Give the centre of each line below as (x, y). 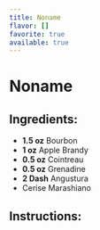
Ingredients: (43, 119)
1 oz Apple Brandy (55, 150)
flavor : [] (29, 26)
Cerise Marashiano (56, 188)
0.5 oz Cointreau (53, 160)
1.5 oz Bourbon (50, 141)
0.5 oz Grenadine (54, 169)
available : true (39, 42)
